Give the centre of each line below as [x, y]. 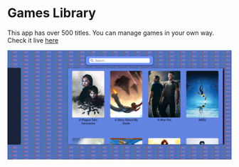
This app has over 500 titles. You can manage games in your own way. [111, 33]
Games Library [52, 13]
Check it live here [33, 40]
